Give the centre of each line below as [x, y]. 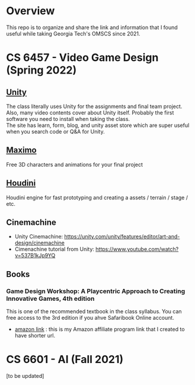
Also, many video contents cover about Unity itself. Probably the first [90, 112]
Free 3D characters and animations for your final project [75, 164]
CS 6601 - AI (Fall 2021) [65, 359]
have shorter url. [35, 336]
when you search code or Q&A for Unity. [55, 131]
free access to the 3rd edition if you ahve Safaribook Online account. [90, 318]
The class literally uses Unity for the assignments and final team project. [94, 106]
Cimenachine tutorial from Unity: [55, 249]
